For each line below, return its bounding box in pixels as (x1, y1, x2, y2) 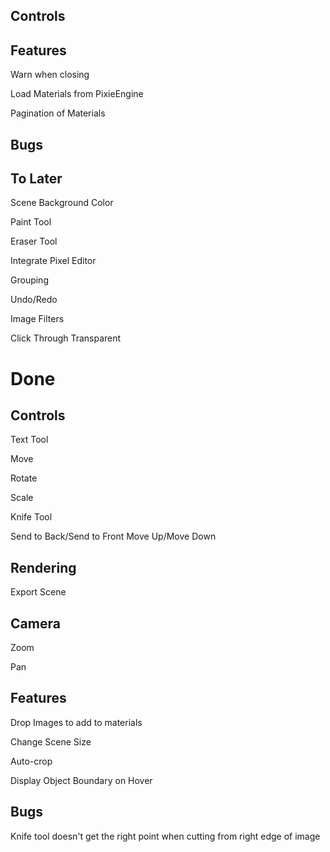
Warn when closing (10, 69, 90, 81)
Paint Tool (10, 216, 52, 228)
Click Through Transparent (10, 332, 122, 344)
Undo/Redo (10, 294, 58, 306)
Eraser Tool (10, 235, 58, 248)
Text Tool (10, 434, 49, 446)
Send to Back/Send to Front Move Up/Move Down (10, 530, 217, 543)
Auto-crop (10, 755, 53, 767)
